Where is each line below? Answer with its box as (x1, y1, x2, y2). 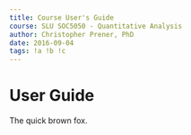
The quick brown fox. (9, 115, 88, 126)
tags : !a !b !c (9, 47, 66, 56)
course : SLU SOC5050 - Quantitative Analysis (9, 22, 182, 31)
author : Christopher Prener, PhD (9, 30, 135, 39)
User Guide (9, 85, 95, 106)
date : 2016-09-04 (9, 38, 74, 48)
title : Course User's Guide (9, 13, 115, 22)
